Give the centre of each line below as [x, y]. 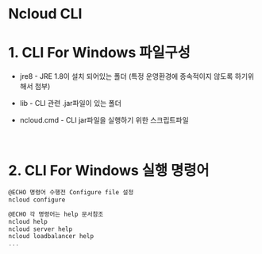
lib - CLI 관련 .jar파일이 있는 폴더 [70, 104]
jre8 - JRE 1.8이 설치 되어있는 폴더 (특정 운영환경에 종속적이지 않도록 [126, 76]
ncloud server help [40, 229]
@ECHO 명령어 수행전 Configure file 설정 [71, 193]
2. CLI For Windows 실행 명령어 [109, 171]
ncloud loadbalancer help [51, 236]
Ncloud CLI [45, 14]
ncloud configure [37, 200]
